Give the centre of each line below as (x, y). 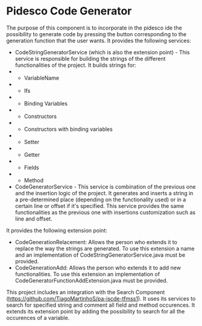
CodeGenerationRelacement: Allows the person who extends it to (96, 242)
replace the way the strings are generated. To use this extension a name (105, 248)
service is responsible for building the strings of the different (90, 58)
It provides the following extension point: (57, 230)
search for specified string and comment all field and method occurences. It (101, 305)
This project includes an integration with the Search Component (86, 292)
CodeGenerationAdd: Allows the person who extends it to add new (98, 268)
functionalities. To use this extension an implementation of (87, 274)
